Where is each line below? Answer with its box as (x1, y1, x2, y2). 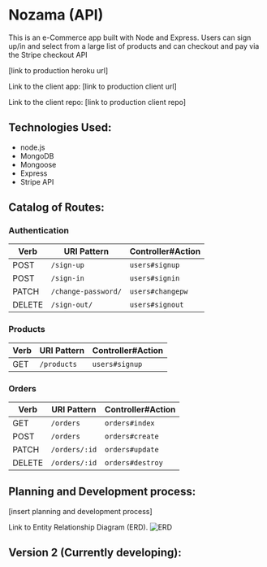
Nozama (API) (8, 6, 104, 24)
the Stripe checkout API (8, 50, 88, 59)
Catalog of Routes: (8, 201, 105, 215)
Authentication (8, 225, 69, 237)
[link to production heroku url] (8, 65, 109, 75)
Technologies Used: (8, 120, 112, 135)
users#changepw (129, 287, 188, 296)
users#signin (129, 274, 180, 283)
